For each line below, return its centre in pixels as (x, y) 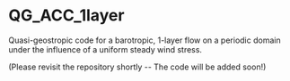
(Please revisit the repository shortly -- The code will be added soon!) (137, 67)
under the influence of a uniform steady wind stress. (105, 49)
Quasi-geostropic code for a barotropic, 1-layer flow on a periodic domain (145, 40)
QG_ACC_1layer (66, 16)
